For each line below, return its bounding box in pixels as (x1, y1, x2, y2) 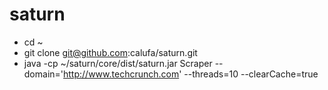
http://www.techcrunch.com (63, 68, 180, 80)
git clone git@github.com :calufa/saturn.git (23, 46, 198, 58)
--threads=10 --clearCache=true (183, 68, 319, 80)
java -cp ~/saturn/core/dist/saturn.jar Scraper (23, 57, 213, 69)
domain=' (23, 68, 64, 80)
